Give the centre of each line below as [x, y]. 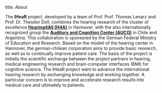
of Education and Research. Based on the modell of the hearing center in [79, 43]
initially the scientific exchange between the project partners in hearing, [78, 59]
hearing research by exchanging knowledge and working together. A [75, 74]
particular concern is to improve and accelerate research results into [75, 80]
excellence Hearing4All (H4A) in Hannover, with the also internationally [78, 27]
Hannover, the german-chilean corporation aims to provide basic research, [81, 48]
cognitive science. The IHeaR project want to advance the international [77, 69]
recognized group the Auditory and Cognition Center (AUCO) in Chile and [81, 32]
